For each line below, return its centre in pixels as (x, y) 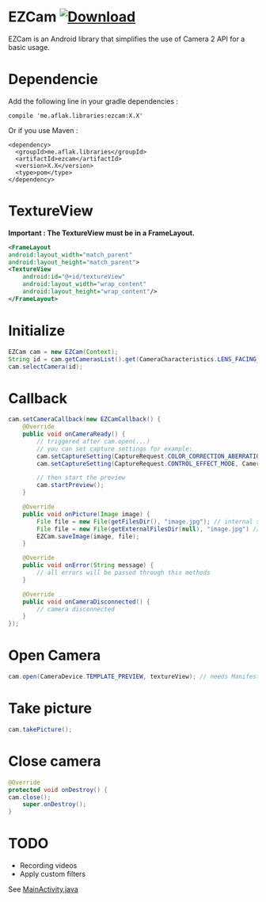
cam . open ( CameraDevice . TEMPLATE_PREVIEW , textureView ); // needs (118, 677)
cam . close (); (30, 797)
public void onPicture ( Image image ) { (86, 514)
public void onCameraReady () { (74, 434)
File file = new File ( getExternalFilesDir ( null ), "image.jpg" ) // (148, 529)
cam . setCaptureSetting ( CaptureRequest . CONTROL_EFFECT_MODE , (138, 463)
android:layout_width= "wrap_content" (85, 284)
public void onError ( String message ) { (88, 565)
